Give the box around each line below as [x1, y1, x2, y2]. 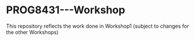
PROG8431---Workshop [6, 3, 126, 17]
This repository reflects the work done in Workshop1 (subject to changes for [6, 23, 189, 29]
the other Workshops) [6, 28, 59, 35]
